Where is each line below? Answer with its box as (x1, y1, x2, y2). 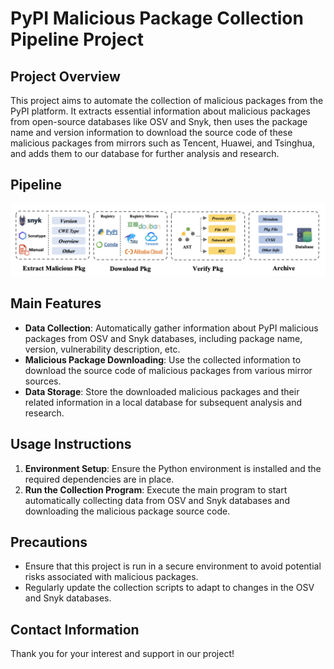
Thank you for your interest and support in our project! (10, 648, 235, 660)
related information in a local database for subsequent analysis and (24, 396, 302, 408)
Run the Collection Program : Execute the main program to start (24, 483, 288, 496)
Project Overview (10, 68, 121, 85)
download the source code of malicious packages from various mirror (24, 364, 313, 376)
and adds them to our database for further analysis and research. (10, 148, 280, 159)
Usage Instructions (10, 436, 132, 453)
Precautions (10, 534, 88, 551)
